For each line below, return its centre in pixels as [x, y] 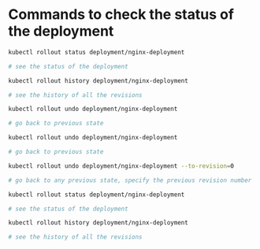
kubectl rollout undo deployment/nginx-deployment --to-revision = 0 [121, 166]
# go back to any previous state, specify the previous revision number [130, 180]
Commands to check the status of [121, 15]
